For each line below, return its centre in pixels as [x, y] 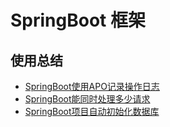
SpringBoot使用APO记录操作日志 [92, 86]
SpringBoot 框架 [78, 20]
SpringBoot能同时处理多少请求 [87, 99]
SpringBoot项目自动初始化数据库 [92, 111]
